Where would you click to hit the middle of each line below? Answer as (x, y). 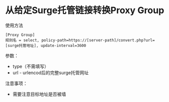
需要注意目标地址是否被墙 (39, 94)
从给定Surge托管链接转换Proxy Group (85, 10)
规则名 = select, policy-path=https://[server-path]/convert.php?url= (80, 40)
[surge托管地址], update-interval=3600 (46, 45)
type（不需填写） (31, 66)
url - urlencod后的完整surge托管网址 (51, 72)
